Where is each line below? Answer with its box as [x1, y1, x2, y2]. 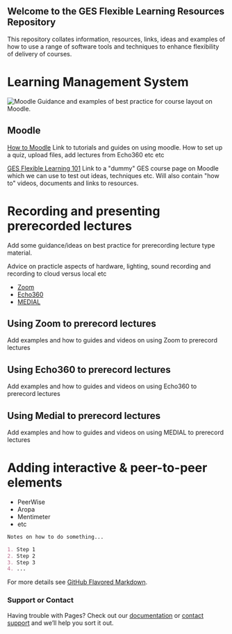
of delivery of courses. [7, 49, 72, 58]
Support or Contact [7, 595, 74, 605]
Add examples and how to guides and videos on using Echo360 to [7, 382, 197, 390]
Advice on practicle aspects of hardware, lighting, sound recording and [7, 262, 211, 270]
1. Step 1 [7, 546, 36, 553]
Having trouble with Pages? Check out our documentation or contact [7, 611, 204, 619]
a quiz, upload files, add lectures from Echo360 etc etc [7, 150, 165, 159]
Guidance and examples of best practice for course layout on [37, 97, 213, 105]
